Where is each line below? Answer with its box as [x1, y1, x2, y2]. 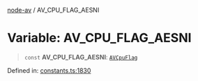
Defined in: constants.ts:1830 [7, 66, 91, 75]
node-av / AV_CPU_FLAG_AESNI [7, 6, 100, 14]
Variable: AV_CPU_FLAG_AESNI [7, 30, 192, 46]
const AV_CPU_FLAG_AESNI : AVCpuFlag [24, 53, 138, 61]
